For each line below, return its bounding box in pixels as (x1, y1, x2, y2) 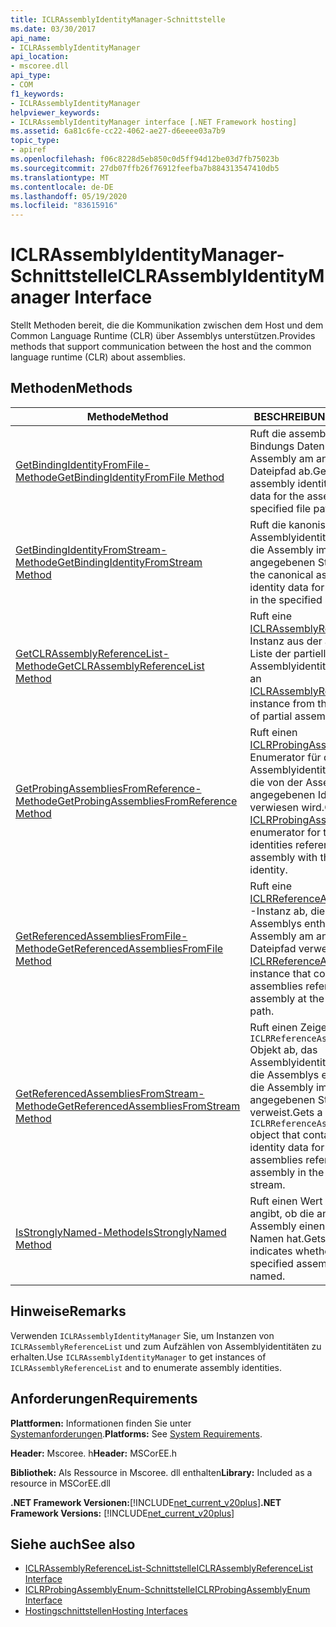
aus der (286, 634, 323, 648)
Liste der (249, 646, 292, 660)
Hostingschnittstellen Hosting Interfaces (24, 1605, 188, 1617)
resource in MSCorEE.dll (10, 1477, 111, 1489)
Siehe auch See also (10, 1536, 136, 1553)
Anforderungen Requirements (10, 1391, 198, 1408)
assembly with (249, 850, 318, 864)
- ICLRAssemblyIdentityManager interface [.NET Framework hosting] (10, 117, 298, 127)
